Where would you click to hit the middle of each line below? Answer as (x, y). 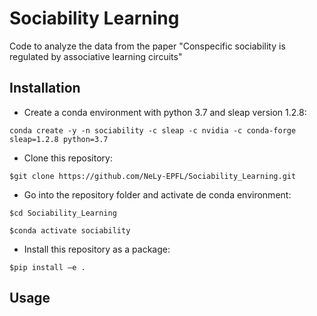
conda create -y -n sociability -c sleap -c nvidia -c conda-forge (153, 130)
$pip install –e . (47, 267)
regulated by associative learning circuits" (96, 56)
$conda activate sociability (70, 230)
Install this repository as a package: (97, 249)
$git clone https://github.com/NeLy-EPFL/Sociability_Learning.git (153, 176)
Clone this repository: (68, 158)
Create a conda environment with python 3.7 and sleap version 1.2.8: (165, 112)
